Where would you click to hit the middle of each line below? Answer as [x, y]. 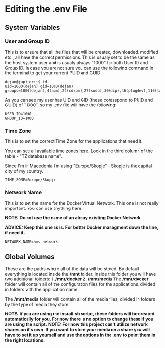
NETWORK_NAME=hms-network [31, 242]
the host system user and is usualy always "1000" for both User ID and [77, 62]
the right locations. [25, 340]
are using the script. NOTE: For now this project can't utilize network [77, 324]
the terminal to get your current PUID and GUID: [54, 73]
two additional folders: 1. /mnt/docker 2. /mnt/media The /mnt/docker [77, 279]
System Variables [33, 27]
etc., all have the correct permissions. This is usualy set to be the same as [80, 57]
